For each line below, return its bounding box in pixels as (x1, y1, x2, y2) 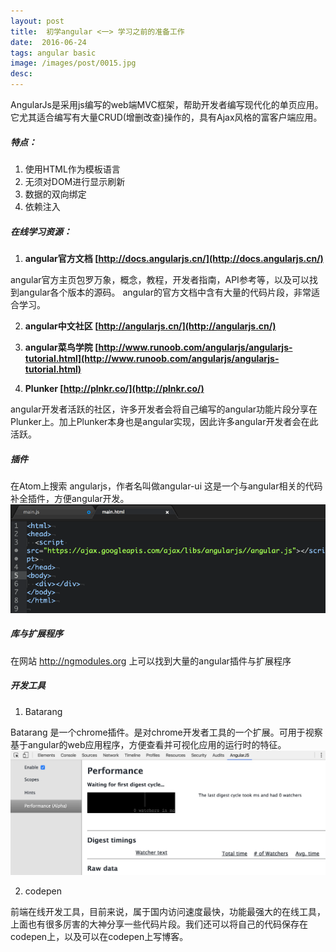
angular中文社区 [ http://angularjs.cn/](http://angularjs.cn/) (24, 320, 277, 332)
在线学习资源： (10, 225, 72, 237)
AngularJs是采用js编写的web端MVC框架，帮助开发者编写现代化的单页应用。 (10, 99, 324, 110)
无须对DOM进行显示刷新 (24, 175, 126, 187)
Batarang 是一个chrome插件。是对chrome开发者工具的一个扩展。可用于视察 (10, 726, 323, 738)
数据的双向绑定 (24, 188, 87, 200)
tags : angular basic (10, 48, 97, 58)
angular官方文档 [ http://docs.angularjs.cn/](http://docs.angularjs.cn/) (24, 252, 324, 264)
